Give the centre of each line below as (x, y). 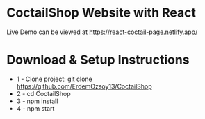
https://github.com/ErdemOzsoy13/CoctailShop (84, 86)
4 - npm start (35, 108)
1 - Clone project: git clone (55, 79)
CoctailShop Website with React (101, 13)
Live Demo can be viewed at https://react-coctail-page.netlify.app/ (102, 32)
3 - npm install (37, 101)
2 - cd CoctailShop (43, 93)
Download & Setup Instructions (98, 60)
